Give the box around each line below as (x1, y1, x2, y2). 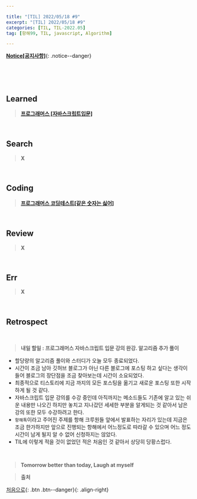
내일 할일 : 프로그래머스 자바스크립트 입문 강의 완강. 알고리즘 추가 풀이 (20, 344, 179, 352)
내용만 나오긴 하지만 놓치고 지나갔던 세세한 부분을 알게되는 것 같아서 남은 (21, 402, 188, 409)
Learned (6, 94, 38, 104)
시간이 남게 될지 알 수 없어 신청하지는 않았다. (14, 431, 117, 438)
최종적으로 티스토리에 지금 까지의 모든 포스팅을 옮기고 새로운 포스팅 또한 (14, 379, 180, 386)
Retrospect (6, 317, 48, 327)
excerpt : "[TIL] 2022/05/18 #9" (6, 19, 86, 25)
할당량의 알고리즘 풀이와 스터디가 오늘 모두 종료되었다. (14, 357, 140, 365)
